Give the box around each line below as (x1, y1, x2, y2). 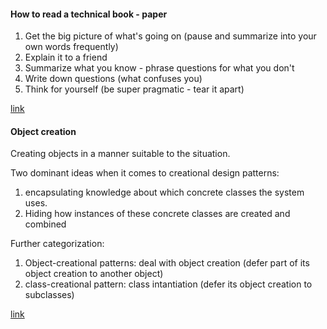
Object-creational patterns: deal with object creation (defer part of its (24, 257, 310, 269)
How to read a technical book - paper (10, 8, 168, 20)
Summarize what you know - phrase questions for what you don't (24, 62, 295, 74)
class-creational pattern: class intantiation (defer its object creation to (24, 278, 313, 290)
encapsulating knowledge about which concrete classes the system (24, 186, 305, 199)
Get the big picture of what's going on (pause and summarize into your (24, 30, 317, 42)
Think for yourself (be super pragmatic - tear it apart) (24, 83, 245, 95)
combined (24, 218, 67, 230)
